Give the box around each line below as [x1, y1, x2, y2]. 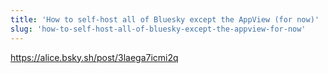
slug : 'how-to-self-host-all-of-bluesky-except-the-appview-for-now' [10, 24, 307, 34]
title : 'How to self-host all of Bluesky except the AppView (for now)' [10, 14, 320, 25]
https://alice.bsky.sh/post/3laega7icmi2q [10, 51, 179, 63]
